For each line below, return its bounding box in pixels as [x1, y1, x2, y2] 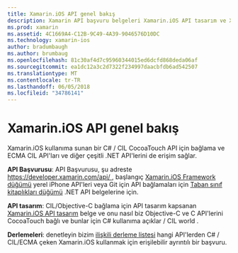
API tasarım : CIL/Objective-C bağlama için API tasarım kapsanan [7, 202, 197, 210]
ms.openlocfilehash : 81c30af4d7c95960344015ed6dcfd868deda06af [7, 57, 198, 64]
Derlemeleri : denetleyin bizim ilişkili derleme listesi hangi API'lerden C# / [7, 230, 220, 239]
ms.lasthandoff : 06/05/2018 [7, 83, 91, 90]
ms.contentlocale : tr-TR [7, 76, 81, 84]
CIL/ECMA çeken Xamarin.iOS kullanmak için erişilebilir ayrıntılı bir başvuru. [7, 238, 227, 247]
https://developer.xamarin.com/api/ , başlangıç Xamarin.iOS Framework [7, 173, 216, 181]
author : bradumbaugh [7, 43, 69, 50]
